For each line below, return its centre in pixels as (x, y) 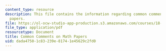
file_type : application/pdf (34, 28)
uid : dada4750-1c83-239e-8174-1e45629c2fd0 (51, 41)
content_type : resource (30, 9)
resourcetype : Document (30, 32)
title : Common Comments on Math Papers (46, 37)
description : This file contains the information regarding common (76, 14)
